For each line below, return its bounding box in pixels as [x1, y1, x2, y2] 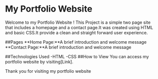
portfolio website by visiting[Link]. [5, 59, 73, 64]
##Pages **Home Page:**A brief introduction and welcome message [5, 39, 147, 45]
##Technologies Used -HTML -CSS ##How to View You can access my [5, 53, 149, 59]
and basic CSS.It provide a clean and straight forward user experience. [5, 30, 148, 35]
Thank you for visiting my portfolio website [5, 68, 91, 74]
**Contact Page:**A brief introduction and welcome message [5, 44, 132, 50]
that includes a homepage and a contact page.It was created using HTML [5, 24, 153, 30]
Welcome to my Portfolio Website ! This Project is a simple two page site [5, 19, 151, 25]
